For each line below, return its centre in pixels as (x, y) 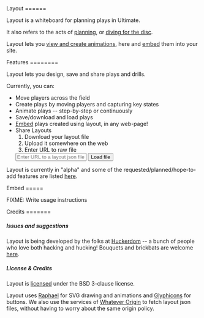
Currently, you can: (31, 86)
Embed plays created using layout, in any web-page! (81, 124)
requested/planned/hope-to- (160, 170)
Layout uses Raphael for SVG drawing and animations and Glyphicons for (99, 295)
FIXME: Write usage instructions (47, 200)
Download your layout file (57, 137)
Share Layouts (33, 130)
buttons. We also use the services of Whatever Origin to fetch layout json (99, 301)
